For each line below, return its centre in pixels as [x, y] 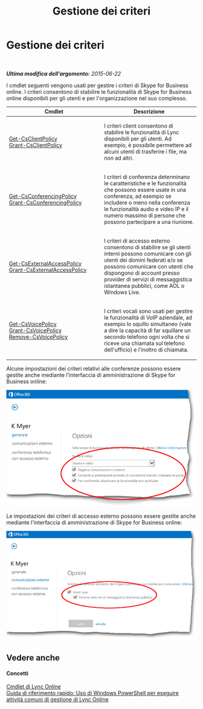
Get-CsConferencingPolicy [43, 196]
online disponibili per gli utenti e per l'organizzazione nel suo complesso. [97, 98]
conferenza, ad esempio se [138, 196]
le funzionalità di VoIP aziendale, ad [148, 318]
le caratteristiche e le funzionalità [145, 183]
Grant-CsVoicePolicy [35, 330]
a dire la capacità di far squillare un [148, 330]
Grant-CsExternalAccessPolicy [48, 270]
